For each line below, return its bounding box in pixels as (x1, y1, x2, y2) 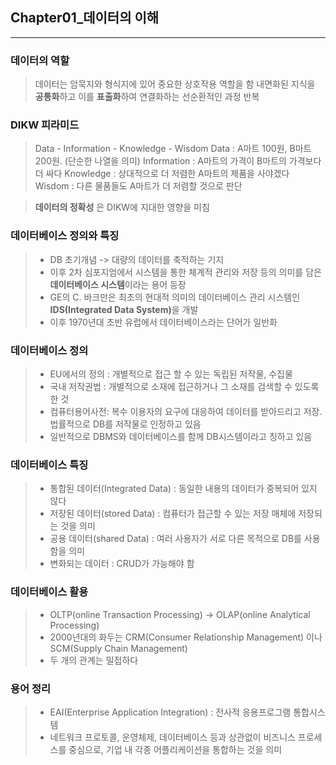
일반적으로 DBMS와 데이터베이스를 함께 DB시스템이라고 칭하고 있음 (49, 431, 313, 442)
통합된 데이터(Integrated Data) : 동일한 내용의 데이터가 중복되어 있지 (49, 483, 318, 495)
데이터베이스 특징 (10, 458, 89, 472)
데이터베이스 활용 (10, 585, 89, 599)
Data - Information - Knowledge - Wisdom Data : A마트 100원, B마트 (34, 143, 312, 155)
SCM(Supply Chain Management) (49, 642, 188, 654)
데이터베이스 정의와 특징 (10, 229, 120, 243)
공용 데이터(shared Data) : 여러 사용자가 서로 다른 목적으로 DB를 (49, 533, 302, 545)
